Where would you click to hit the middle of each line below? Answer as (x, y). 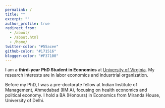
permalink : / (19, 10)
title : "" (15, 14)
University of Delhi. (25, 101)
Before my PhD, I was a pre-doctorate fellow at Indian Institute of (71, 85)
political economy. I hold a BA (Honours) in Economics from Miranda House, (83, 95)
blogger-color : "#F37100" (32, 56)
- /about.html (24, 38)
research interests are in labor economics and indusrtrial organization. (77, 75)
